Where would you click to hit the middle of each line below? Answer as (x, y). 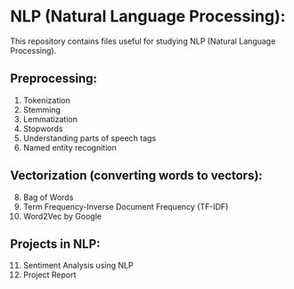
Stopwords (43, 128)
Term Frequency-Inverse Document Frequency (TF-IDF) (126, 206)
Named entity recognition (69, 147)
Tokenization (46, 100)
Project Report (49, 275)
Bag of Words (48, 197)
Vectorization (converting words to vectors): (137, 176)
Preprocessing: (53, 79)
